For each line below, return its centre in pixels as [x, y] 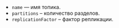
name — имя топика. [36, 7]
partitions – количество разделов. [56, 13]
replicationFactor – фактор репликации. [62, 19]
